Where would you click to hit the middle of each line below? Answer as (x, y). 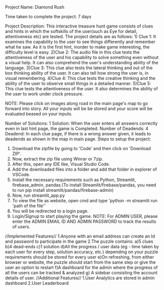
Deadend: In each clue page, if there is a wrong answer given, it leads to (78, 134)
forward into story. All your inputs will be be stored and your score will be (79, 108)
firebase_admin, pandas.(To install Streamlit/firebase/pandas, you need (84, 185)
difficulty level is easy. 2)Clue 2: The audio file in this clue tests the (72, 52)
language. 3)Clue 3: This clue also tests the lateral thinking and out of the (79, 68)
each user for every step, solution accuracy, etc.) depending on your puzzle (82, 252)
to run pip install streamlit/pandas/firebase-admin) (63, 190)
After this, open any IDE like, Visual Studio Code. (61, 164)
